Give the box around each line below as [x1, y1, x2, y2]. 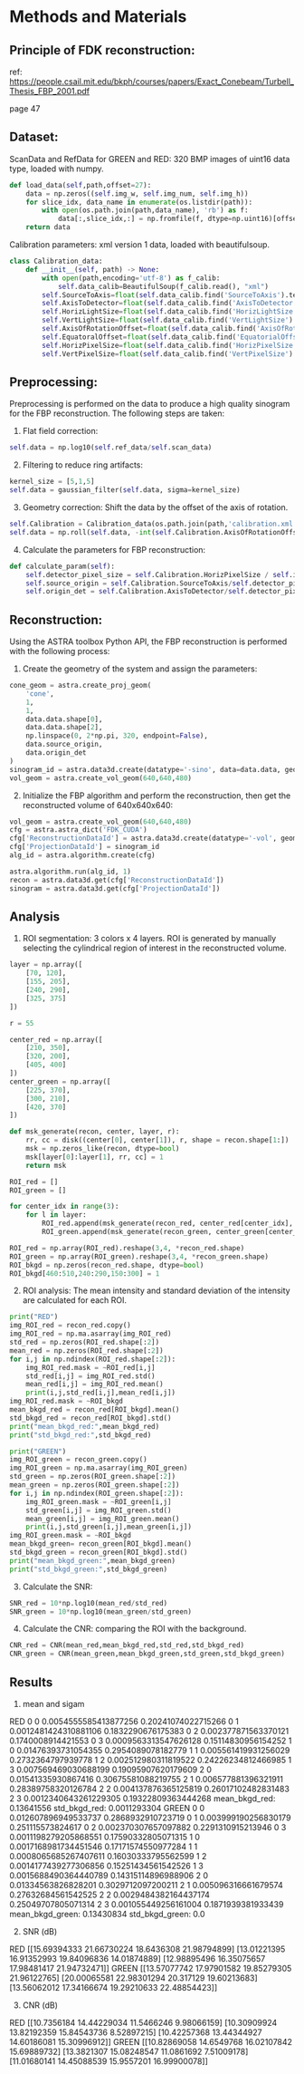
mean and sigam [22, 1698, 85, 1709]
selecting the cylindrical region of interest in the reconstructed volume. [22, 942, 287, 953]
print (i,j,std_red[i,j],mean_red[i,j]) [25, 1388, 176, 1397]
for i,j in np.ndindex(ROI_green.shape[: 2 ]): [9, 1489, 184, 1498]
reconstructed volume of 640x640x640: [22, 799, 174, 810]
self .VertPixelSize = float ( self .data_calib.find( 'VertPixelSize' [42, 349, 290, 359]
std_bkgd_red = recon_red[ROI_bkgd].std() [9, 1413, 172, 1423]
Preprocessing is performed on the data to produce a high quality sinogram [9, 399, 290, 410]
